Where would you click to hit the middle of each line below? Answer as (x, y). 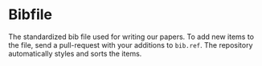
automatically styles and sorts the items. (75, 53)
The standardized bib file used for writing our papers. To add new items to (131, 37)
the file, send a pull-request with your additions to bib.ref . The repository (131, 45)
